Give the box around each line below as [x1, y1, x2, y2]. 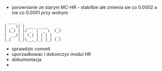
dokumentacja [11, 56, 42, 62]
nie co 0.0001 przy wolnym [11, 10, 69, 16]
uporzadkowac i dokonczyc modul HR [11, 51, 91, 57]
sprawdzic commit [11, 46, 51, 52]
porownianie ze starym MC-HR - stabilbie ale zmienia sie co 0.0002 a [11, 5, 157, 10]
